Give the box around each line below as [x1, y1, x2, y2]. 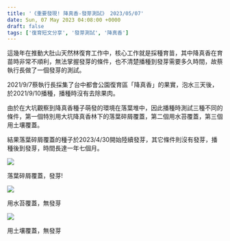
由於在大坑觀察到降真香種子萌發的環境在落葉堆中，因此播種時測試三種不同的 [7, 104, 223, 112]
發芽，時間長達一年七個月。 [25, 144, 103, 152]
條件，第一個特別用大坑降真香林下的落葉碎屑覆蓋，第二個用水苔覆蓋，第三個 [7, 113, 223, 121]
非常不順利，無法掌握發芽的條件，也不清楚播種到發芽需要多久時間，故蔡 [18, 58, 223, 66]
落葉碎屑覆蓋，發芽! [7, 172, 64, 180]
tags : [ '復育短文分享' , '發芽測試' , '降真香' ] [7, 29, 129, 36]
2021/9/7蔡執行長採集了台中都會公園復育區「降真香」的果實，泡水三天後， [7, 80, 218, 89]
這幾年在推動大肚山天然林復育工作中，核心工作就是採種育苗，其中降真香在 [7, 49, 217, 57]
